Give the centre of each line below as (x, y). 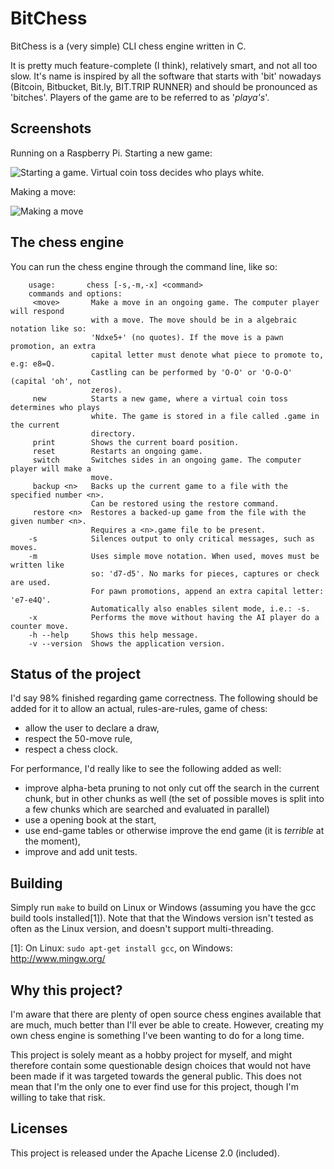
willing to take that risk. (58, 1097)
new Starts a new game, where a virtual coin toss (160, 398)
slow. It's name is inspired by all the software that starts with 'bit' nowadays (166, 76)
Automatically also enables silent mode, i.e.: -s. (200, 608)
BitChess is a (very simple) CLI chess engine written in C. (128, 46)
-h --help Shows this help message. (113, 635)
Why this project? (66, 990)
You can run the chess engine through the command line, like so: (144, 266)
